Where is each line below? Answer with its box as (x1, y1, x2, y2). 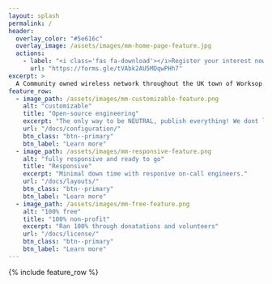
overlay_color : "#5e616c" (15, 34, 104, 43)
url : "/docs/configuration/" (23, 125, 121, 133)
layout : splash (8, 11, 60, 20)
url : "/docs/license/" (23, 230, 100, 239)
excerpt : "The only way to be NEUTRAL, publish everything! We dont (23, 117, 259, 125)
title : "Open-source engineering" (23, 110, 139, 118)
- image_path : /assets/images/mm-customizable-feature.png (15, 95, 219, 103)
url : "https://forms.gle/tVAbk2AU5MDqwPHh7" (29, 65, 183, 73)
